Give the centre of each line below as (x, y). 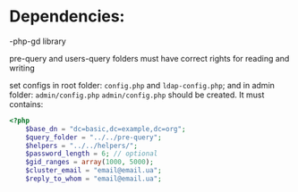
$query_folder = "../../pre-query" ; (94, 137)
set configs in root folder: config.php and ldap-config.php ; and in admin (142, 85)
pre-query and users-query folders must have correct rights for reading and (149, 58)
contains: (26, 104)
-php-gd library (38, 41)
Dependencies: (67, 17)
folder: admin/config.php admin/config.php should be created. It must (137, 95)
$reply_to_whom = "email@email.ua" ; (94, 179)
